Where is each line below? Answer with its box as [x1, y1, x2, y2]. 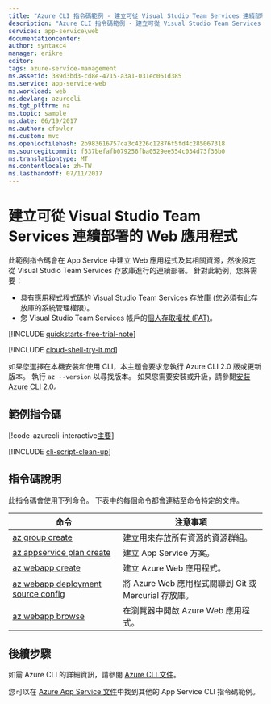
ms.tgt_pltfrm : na [8, 102, 70, 110]
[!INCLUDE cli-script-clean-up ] [8, 446, 111, 457]
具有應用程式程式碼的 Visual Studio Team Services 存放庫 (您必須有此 [19, 293, 252, 302]
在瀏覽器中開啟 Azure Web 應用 [123, 605, 242, 616]
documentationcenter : [8, 34, 81, 43]
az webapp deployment [12, 578, 102, 589]
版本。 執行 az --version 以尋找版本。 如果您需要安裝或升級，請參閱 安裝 [8, 371, 251, 381]
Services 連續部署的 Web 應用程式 [8, 227, 238, 246]
